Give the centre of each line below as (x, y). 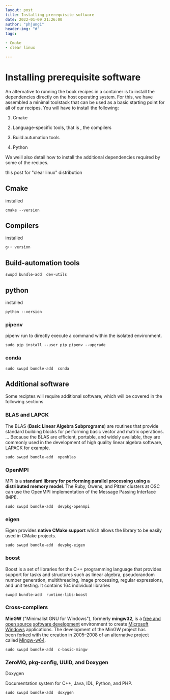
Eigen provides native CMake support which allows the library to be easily (83, 530)
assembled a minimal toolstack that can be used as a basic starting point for (85, 102)
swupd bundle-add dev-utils (36, 275)
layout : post (19, 10)
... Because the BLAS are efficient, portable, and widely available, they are (83, 437)
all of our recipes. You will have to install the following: (62, 108)
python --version (24, 312)
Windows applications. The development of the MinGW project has (76, 629)
